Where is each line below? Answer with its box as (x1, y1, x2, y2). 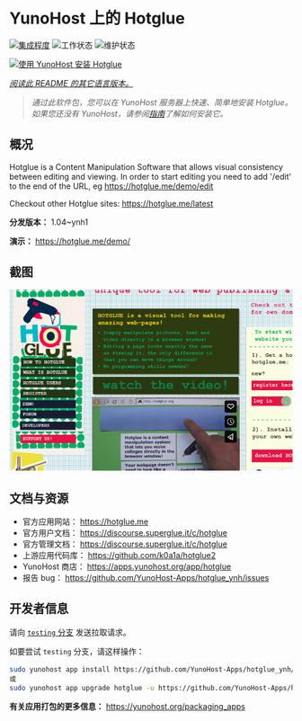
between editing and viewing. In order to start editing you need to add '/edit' (9, 171, 292, 182)
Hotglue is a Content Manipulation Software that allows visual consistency (9, 161, 283, 172)
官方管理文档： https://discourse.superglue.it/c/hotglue (22, 539, 227, 549)
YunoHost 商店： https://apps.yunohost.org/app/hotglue (22, 561, 232, 572)
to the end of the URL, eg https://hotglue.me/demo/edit (9, 181, 214, 191)
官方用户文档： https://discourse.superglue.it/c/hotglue (22, 527, 227, 538)
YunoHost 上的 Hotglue (9, 8, 186, 29)
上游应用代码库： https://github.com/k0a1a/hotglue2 (22, 549, 217, 560)
